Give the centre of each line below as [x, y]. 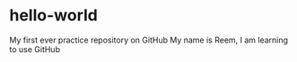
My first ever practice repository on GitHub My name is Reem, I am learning [149, 40]
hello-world [54, 15]
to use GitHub [35, 49]
